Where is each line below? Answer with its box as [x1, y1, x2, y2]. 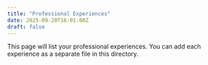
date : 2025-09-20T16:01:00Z [7, 17, 89, 24]
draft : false [7, 23, 45, 30]
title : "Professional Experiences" [7, 10, 111, 17]
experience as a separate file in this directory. [7, 50, 139, 58]
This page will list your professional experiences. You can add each [7, 43, 201, 51]
